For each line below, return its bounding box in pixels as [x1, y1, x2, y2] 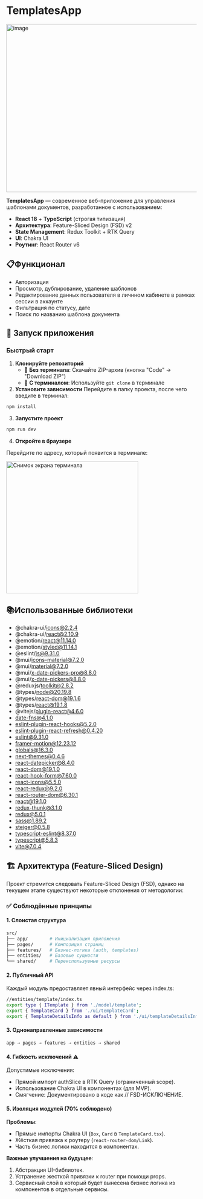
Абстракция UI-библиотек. [14, 1166, 85, 1174]
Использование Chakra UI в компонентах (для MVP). [14, 1085, 152, 1092]
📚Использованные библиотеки [6, 605, 134, 615]
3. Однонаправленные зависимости [6, 1026, 103, 1034]
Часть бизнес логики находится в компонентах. [14, 1143, 139, 1151]
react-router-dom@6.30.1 [14, 791, 79, 798]
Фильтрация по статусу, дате [14, 304, 91, 311]
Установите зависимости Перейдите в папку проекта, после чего [14, 386, 187, 393]
